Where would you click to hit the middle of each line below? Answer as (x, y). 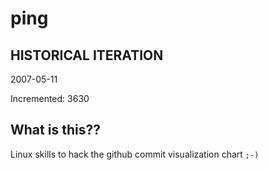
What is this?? (55, 130)
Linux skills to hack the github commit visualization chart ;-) (135, 154)
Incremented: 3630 (50, 98)
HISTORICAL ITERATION (87, 55)
